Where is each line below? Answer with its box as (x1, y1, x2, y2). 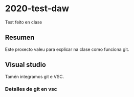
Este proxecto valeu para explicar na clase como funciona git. (5, 46, 130, 52)
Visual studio (5, 61, 46, 69)
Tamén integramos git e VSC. (5, 73, 64, 79)
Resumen (5, 33, 35, 42)
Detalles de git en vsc (5, 86, 57, 93)
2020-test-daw (5, 3, 69, 14)
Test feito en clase (5, 19, 43, 25)
